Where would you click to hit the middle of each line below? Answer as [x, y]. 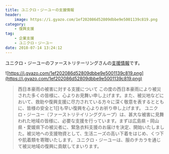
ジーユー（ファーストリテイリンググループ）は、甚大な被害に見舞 [95, 114]
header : [13, 15]
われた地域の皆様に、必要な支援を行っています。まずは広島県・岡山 [88, 120]
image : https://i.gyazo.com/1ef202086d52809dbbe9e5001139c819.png [86, 19]
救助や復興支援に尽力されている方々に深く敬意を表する [93, 102]
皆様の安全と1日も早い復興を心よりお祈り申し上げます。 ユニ [90, 108]
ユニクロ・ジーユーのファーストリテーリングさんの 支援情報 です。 [74, 63]
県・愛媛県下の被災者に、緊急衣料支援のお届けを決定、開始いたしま [89, 127]
